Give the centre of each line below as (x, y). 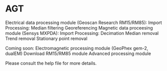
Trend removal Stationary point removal (46, 38)
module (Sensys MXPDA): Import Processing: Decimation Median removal (82, 33)
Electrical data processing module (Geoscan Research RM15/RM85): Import (84, 22)
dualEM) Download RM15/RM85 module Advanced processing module (78, 53)
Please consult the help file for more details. (51, 63)
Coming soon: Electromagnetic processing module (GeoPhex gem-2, (77, 48)
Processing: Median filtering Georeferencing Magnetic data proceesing (79, 27)
